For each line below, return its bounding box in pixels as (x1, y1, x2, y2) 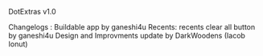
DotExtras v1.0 (8, 7, 56, 16)
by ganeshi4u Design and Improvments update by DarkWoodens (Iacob (8, 31, 245, 40)
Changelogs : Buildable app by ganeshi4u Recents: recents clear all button (8, 22, 256, 31)
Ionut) (8, 39, 28, 49)
